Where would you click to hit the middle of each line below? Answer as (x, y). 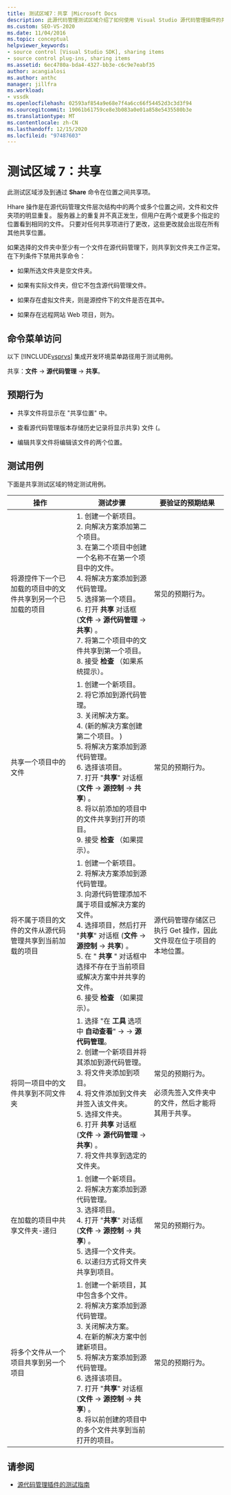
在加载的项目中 (35, 1220)
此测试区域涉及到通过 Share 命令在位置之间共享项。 (81, 192)
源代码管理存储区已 (185, 920)
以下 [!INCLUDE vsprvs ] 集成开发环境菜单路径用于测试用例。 (92, 356)
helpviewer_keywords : (38, 46)
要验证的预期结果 (187, 502)
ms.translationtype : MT (41, 116)
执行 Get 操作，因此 (186, 930)
